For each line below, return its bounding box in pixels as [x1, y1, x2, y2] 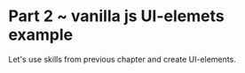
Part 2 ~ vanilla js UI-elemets [8, 6, 225, 26]
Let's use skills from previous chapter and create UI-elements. [8, 54, 236, 64]
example [8, 25, 74, 45]
